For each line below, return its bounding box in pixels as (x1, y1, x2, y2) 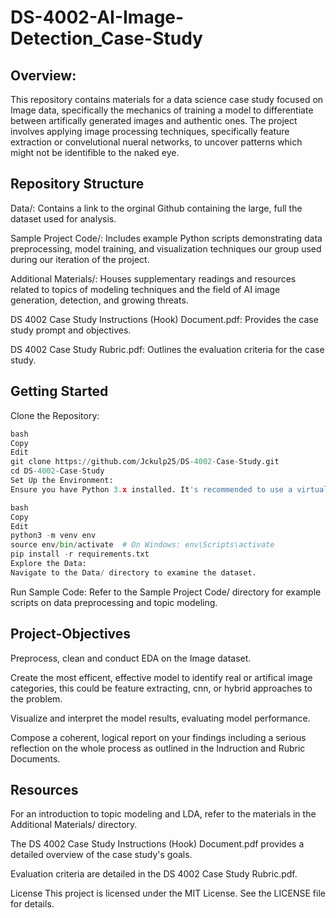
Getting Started (10, 383, 109, 400)
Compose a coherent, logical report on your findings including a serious (10, 731, 307, 743)
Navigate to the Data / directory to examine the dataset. (10, 567, 257, 578)
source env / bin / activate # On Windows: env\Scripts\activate (10, 540, 275, 550)
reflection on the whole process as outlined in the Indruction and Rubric (10, 742, 306, 754)
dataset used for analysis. (10, 212, 117, 225)
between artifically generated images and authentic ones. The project (10, 115, 298, 126)
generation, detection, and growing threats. (10, 294, 189, 306)
